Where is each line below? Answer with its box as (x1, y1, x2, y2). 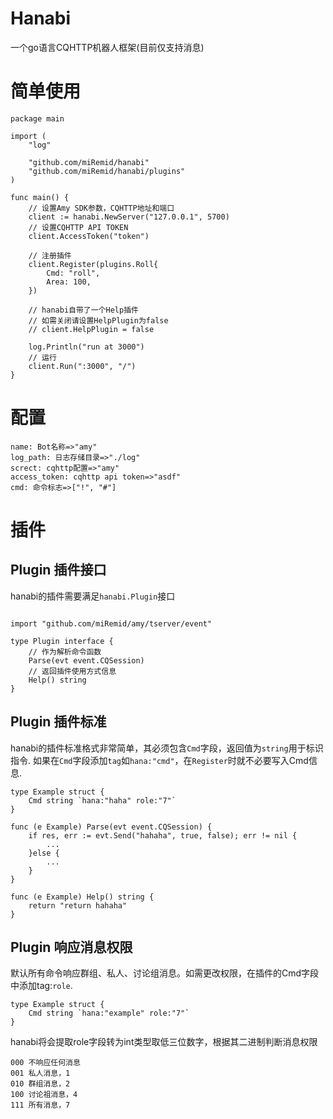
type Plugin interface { (10, 636, 114, 646)
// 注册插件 (28, 250, 72, 261)
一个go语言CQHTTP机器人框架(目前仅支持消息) (10, 41, 205, 53)
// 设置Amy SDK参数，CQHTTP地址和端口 (28, 203, 175, 213)
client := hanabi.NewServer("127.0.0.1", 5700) (28, 212, 230, 222)
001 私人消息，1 (10, 1068, 71, 1079)
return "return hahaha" (28, 900, 128, 911)
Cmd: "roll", (46, 268, 101, 278)
